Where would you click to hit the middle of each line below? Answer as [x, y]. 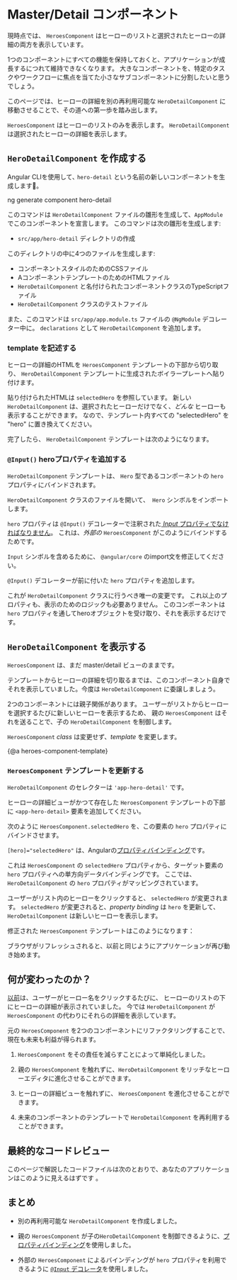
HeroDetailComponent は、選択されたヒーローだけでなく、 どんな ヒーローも [117, 406]
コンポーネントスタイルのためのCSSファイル [83, 268]
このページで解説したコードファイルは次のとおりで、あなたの [97, 1169]
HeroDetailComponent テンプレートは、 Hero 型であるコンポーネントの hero [116, 476]
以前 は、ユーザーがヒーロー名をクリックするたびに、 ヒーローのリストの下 [117, 998]
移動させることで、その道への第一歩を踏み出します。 [84, 110]
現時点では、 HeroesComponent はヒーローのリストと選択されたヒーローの [114, 35]
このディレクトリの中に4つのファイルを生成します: [81, 253]
